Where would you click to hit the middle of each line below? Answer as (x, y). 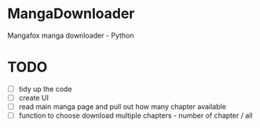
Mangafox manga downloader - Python (71, 35)
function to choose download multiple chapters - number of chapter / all (135, 115)
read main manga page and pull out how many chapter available (123, 106)
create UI (33, 97)
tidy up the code (45, 89)
